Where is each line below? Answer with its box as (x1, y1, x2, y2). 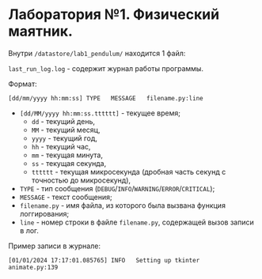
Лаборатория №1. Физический (8, 6, 220, 24)
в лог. (19, 225, 40, 235)
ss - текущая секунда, (31, 158, 107, 168)
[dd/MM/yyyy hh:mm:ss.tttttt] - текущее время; (19, 108, 180, 118)
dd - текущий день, (31, 116, 95, 126)
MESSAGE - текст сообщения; (19, 192, 112, 202)
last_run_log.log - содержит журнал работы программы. (8, 63, 204, 73)
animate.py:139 (8, 263, 59, 271)
